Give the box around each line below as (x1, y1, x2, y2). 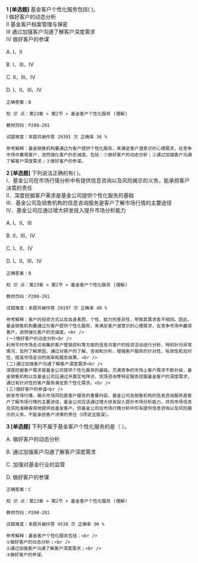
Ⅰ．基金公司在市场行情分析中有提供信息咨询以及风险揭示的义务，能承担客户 (6, 177, 190, 184)
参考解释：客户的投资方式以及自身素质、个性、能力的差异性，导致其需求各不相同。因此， (6, 317, 192, 323)
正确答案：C (6, 487, 32, 493)
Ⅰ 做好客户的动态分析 (6, 13, 56, 20)
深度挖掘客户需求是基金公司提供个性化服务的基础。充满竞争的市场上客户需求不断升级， (6, 367, 188, 373)
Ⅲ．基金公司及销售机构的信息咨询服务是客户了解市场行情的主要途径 (6, 199, 172, 206)
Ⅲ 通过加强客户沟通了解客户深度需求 (6, 28, 96, 35)
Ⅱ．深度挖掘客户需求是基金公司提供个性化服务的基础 (6, 192, 134, 199)
